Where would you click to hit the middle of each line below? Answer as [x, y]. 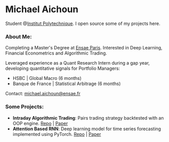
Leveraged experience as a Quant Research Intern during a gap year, [78, 63]
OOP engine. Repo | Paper [40, 123]
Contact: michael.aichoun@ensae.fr [43, 94]
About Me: [19, 37]
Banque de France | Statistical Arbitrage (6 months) [67, 84]
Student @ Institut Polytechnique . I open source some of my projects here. [83, 23]
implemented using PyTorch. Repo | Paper [57, 134]
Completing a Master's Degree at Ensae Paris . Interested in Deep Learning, [84, 48]
